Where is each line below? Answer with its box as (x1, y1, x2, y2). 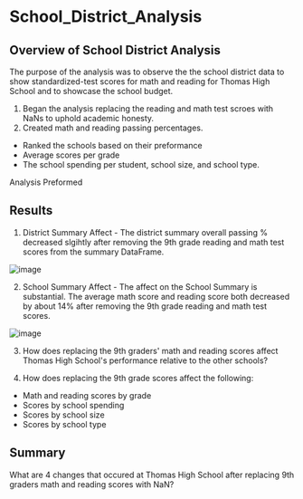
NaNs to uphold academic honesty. (22, 113, 155, 123)
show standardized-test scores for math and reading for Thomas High (9, 76, 270, 87)
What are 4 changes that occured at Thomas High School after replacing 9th (9, 469, 295, 480)
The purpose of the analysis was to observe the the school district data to (9, 66, 285, 77)
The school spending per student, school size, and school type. (22, 159, 260, 169)
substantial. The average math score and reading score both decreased (22, 291, 290, 302)
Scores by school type (22, 418, 107, 429)
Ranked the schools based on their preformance (22, 140, 203, 150)
